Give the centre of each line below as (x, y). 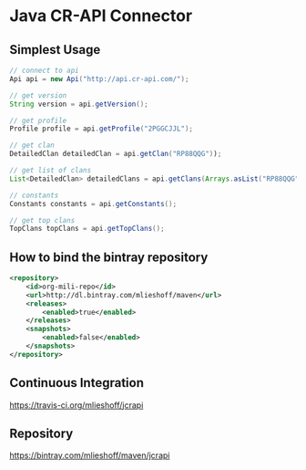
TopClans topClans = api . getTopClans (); (87, 229)
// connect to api (44, 70)
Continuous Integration (76, 383)
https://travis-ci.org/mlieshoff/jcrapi (76, 405)
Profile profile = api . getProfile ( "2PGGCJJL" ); (102, 129)
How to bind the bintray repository (109, 257)
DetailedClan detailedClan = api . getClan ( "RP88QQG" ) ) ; (116, 154)
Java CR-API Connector (101, 16)
